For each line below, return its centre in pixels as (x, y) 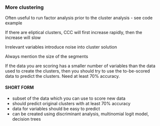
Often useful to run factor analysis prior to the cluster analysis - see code (79, 18)
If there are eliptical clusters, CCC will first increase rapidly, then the (74, 33)
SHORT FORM (20, 87)
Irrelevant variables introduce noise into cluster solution (61, 47)
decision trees (26, 119)
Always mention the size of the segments (47, 56)
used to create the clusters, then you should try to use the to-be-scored (78, 71)
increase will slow (23, 37)
